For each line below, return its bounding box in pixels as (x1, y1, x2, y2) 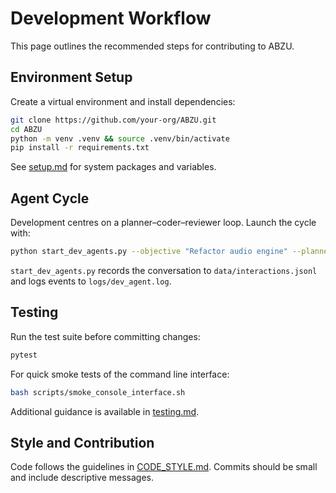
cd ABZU (10, 124, 43, 134)
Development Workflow (10, 7, 212, 30)
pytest (10, 350, 38, 360)
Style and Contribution (10, 434, 155, 451)
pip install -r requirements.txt (10, 143, 150, 153)
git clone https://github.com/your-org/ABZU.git (10, 115, 217, 125)
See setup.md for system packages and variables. (10, 161, 217, 173)
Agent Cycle (10, 190, 90, 207)
